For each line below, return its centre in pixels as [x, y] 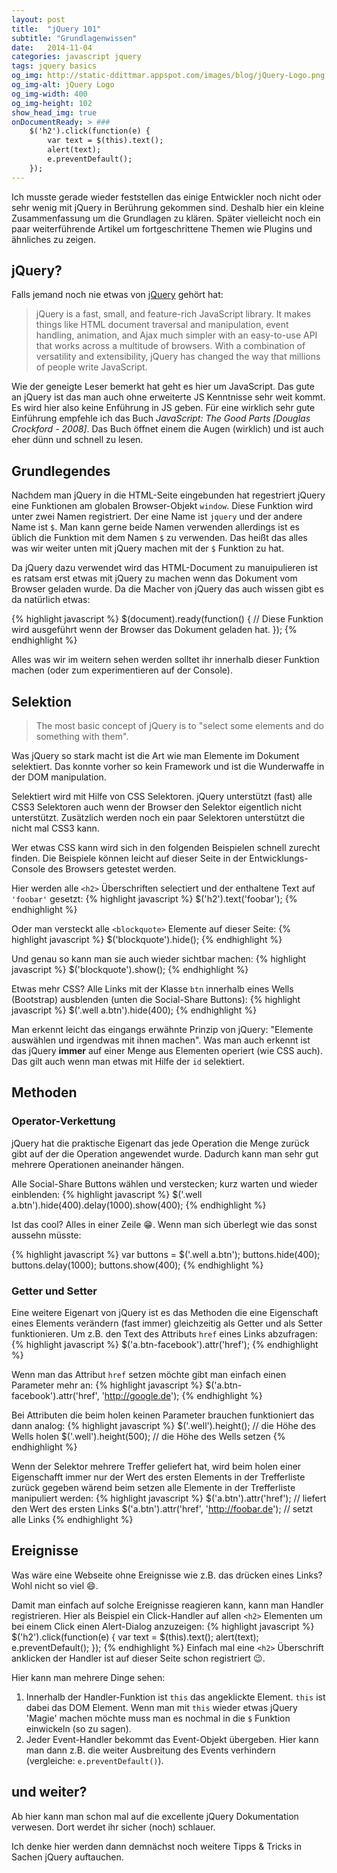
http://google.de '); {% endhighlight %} [183, 1396]
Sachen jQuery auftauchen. [67, 1857]
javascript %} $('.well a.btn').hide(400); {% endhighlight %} [134, 1010]
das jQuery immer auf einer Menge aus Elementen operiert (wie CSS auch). [167, 1051]
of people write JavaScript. [91, 367]
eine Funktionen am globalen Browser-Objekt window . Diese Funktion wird [162, 506]
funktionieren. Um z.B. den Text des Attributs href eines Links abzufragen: [164, 1334]
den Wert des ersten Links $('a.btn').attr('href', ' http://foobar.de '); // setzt [162, 1509]
